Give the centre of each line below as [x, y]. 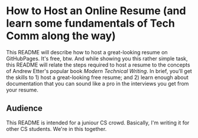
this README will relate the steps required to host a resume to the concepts [98, 65]
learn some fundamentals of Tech [91, 23]
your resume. [22, 90]
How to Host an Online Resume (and [96, 11]
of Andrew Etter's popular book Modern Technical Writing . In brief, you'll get [99, 71]
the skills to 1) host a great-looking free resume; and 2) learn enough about [98, 77]
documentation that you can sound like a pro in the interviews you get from [98, 83]
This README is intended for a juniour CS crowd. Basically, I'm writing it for [98, 123]
